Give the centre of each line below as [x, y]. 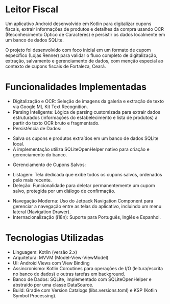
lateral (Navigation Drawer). [42, 212]
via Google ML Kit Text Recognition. [50, 107]
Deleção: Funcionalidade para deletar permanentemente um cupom [84, 185]
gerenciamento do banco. [40, 154]
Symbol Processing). [34, 295]
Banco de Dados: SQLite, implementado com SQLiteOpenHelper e [82, 279]
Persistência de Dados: [37, 128]
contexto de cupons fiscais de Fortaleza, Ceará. [56, 66]
